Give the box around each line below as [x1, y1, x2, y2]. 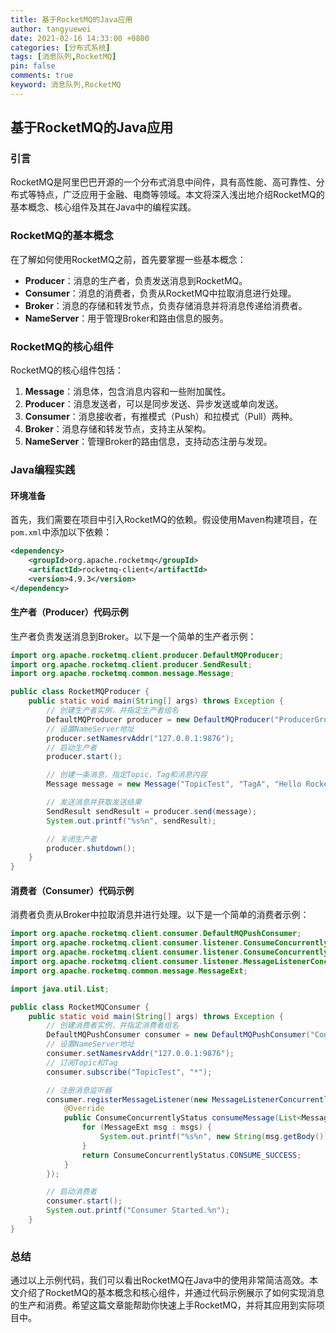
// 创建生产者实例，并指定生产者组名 [46, 706, 180, 716]
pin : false [10, 61, 56, 71]
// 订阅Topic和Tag [46, 1057, 118, 1068]
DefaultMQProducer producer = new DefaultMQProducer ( [46, 714, 275, 725]
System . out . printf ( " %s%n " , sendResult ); [46, 816, 217, 826]
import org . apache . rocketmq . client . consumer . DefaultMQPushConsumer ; [10, 929, 302, 939]
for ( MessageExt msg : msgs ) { [81, 1122, 213, 1133]
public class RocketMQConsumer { [10, 1002, 150, 1012]
